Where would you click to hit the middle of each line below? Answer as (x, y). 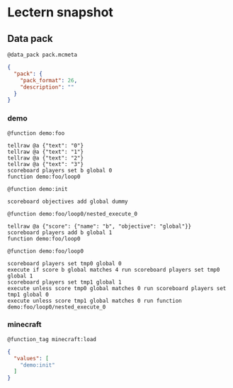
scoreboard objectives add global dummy (68, 201)
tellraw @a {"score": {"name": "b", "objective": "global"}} (100, 226)
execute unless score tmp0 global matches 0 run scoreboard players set (117, 288)
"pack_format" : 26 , (49, 80)
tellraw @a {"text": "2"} (45, 158)
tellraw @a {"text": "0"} (45, 145)
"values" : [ (32, 358)
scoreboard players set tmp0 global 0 (64, 263)
